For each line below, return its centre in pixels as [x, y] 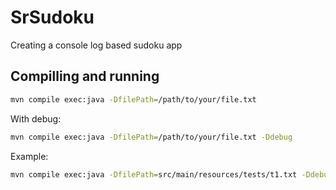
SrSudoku [52, 17]
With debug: [36, 118]
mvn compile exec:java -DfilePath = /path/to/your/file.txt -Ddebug [151, 137]
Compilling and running [85, 76]
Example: [29, 156]
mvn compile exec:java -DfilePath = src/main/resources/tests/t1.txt [154, 174]
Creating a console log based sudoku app [96, 45]
